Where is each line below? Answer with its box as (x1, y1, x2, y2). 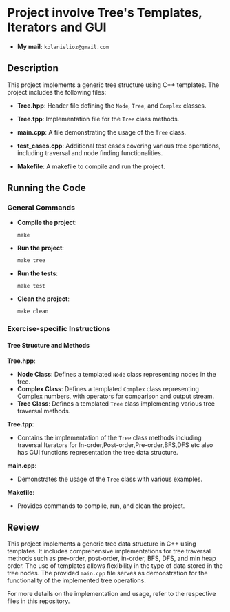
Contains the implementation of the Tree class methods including (17, 433, 202, 442)
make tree (17, 257, 46, 264)
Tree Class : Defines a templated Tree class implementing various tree (17, 399, 216, 408)
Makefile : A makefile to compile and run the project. (17, 162, 165, 170)
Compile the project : (17, 219, 77, 227)
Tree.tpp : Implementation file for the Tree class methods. (17, 115, 180, 123)
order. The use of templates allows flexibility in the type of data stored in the (7, 562, 224, 570)
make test (17, 283, 46, 290)
